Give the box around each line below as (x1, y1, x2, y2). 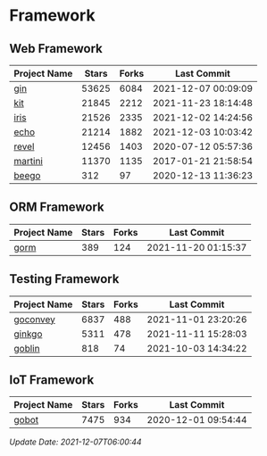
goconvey (13, 313, 56, 326)
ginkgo (13, 327, 43, 340)
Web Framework (9, 41, 103, 56)
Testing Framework (9, 271, 120, 286)
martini (13, 155, 43, 167)
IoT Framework (9, 372, 95, 388)
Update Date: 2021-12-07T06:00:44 (9, 436, 142, 447)
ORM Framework (9, 200, 104, 215)
